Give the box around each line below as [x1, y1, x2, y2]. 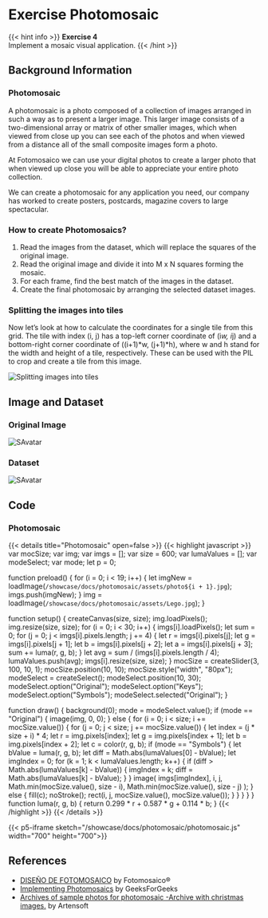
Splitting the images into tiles [8, 305, 124, 316]
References [8, 854, 67, 868]
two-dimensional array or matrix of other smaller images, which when [8, 122, 237, 132]
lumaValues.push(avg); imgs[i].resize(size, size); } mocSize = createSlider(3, [8, 656, 259, 665]
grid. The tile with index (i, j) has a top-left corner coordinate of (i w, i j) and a [8, 331, 257, 341]
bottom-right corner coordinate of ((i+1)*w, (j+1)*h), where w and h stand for [8, 340, 260, 349]
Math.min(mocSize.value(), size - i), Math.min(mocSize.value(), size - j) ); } [8, 782, 254, 791]
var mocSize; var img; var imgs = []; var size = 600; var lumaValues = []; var [8, 549, 258, 558]
